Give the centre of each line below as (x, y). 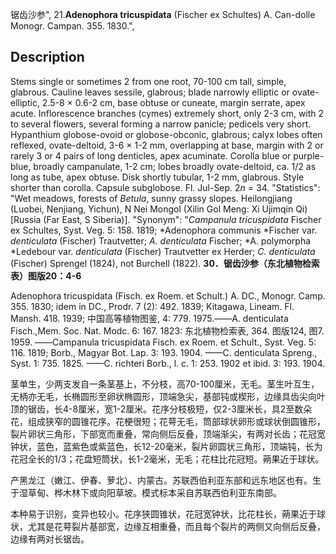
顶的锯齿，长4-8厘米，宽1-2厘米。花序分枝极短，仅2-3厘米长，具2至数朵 (161, 409)
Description (47, 57)
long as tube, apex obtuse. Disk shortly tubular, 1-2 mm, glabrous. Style (157, 177)
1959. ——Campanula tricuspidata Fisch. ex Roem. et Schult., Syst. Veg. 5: (163, 342)
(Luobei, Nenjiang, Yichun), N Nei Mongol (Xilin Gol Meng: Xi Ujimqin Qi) (159, 209)
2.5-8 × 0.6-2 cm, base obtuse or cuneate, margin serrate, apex (173, 102)
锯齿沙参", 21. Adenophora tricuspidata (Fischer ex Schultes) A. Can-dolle (163, 14)
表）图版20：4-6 (46, 275)
